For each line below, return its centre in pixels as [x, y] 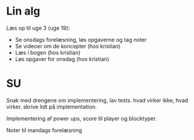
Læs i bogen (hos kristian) [48, 52]
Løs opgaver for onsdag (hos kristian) [62, 59]
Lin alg [23, 11]
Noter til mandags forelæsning [44, 130]
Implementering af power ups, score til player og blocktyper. [82, 118]
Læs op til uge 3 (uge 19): [38, 28]
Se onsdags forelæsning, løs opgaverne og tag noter [81, 39]
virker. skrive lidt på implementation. [52, 107]
